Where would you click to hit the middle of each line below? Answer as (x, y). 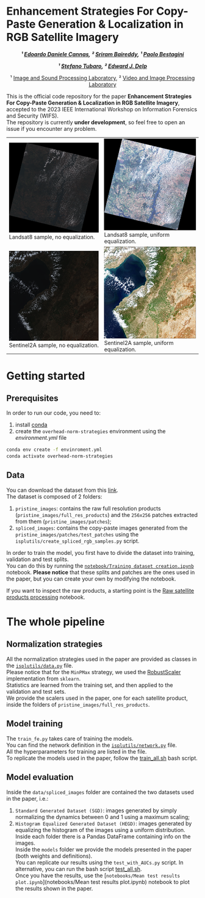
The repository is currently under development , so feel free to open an (96, 122)
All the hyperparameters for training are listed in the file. (77, 751)
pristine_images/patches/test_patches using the (77, 534)
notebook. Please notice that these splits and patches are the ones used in (101, 572)
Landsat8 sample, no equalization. (52, 237)
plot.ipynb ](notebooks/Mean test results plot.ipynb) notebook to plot (103, 881)
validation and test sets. (36, 691)
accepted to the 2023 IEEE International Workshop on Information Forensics (102, 109)
